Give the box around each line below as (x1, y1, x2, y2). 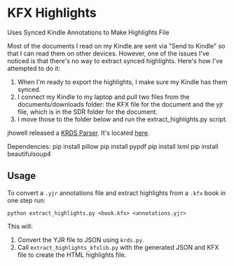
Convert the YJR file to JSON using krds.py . (17, 235, 145, 244)
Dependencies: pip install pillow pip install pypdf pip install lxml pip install (7, 142, 219, 150)
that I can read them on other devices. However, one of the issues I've (7, 49, 210, 58)
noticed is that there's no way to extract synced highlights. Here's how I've (7, 56, 223, 65)
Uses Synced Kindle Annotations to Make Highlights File (7, 28, 170, 36)
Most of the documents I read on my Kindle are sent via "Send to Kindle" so (7, 41, 226, 50)
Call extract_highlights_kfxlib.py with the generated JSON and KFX (17, 243, 219, 251)
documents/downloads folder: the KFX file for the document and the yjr (17, 100, 224, 108)
